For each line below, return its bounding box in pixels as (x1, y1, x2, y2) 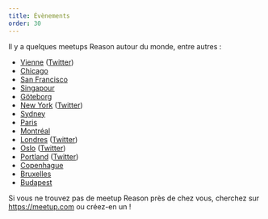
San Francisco (19, 74, 69, 84)
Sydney (19, 108, 46, 118)
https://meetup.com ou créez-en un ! (8, 201, 132, 211)
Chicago (19, 65, 48, 75)
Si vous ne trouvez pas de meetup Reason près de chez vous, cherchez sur (8, 193, 260, 203)
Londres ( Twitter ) (19, 134, 78, 144)
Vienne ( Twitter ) (19, 57, 74, 67)
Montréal (19, 126, 51, 136)
